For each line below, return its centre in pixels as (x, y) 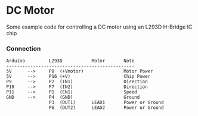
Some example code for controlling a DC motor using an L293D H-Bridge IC (99, 27)
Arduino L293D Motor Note (70, 61)
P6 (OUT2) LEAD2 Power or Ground (106, 108)
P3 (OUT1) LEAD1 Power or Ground (106, 103)
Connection (24, 48)
